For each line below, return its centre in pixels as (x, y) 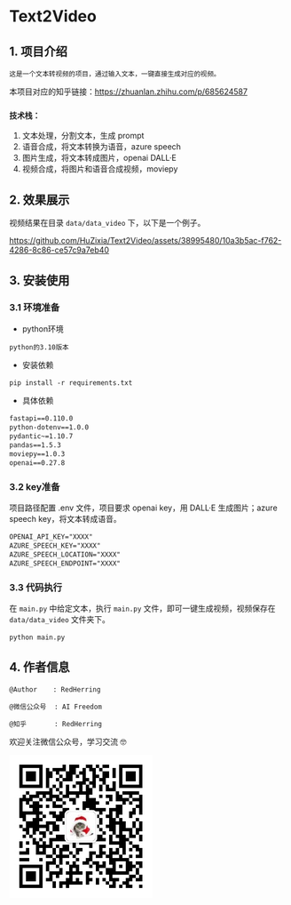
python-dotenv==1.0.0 (49, 427)
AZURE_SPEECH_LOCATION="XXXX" (65, 555)
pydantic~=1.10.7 (41, 436)
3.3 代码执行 (36, 588)
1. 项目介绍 (39, 51)
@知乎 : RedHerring (55, 725)
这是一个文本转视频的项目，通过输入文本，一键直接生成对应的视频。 (115, 74)
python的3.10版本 (39, 347)
